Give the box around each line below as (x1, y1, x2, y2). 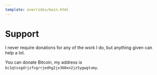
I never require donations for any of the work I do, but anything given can (5, 45, 153, 50)
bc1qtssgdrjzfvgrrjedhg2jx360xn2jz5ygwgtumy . (5, 64, 99, 70)
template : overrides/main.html (5, 7, 69, 12)
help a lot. (5, 50, 25, 55)
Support (5, 28, 39, 39)
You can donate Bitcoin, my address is (5, 59, 82, 65)
